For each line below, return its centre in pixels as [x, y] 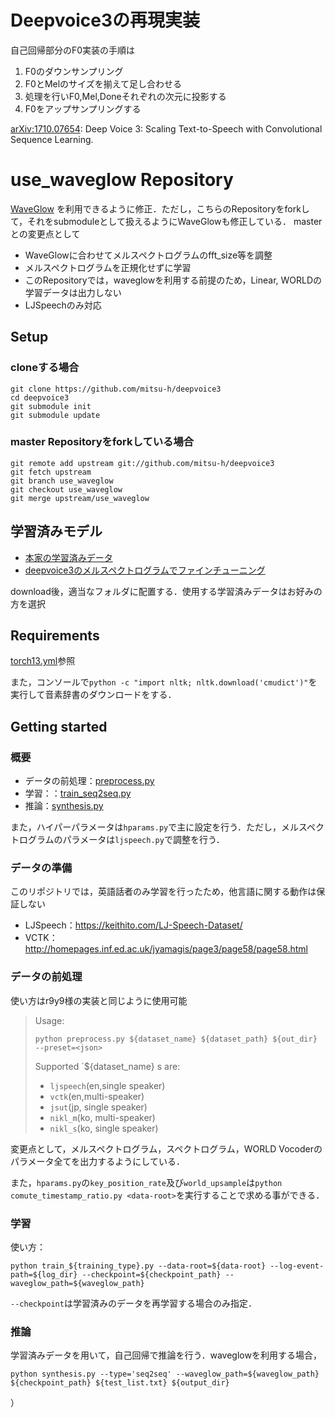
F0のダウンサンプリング [74, 71]
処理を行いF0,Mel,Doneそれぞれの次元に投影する [125, 96]
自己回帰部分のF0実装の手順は [73, 50]
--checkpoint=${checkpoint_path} [151, 1275]
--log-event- [297, 1266]
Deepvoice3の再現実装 [105, 20]
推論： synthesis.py [64, 806]
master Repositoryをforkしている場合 [102, 442]
